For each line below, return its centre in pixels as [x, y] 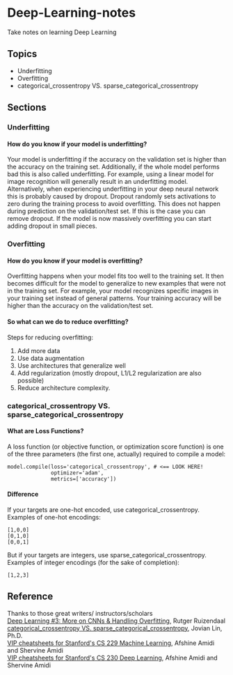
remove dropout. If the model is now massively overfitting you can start [110, 219]
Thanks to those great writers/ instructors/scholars [80, 613]
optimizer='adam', [78, 473]
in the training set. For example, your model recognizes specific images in [113, 291]
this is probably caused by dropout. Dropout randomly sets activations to [112, 196]
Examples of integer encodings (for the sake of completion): [93, 562]
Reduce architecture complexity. [64, 387]
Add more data [39, 350]
